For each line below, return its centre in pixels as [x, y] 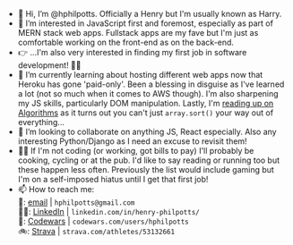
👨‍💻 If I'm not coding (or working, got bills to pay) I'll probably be [136, 151]
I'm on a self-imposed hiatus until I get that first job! [113, 179]
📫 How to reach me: [56, 189]
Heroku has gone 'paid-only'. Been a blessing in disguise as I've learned [151, 84]
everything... [41, 122]
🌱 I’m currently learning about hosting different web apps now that [140, 75]
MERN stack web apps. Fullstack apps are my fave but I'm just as [138, 33]
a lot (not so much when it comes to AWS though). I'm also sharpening [148, 93]
